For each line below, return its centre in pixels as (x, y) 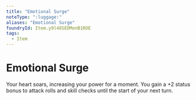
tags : (13, 34)
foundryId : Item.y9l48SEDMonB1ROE (49, 28)
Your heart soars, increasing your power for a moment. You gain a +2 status (98, 84)
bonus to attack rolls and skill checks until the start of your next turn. (89, 90)
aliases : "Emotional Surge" (41, 22)
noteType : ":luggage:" (34, 17)
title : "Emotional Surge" (38, 11)
